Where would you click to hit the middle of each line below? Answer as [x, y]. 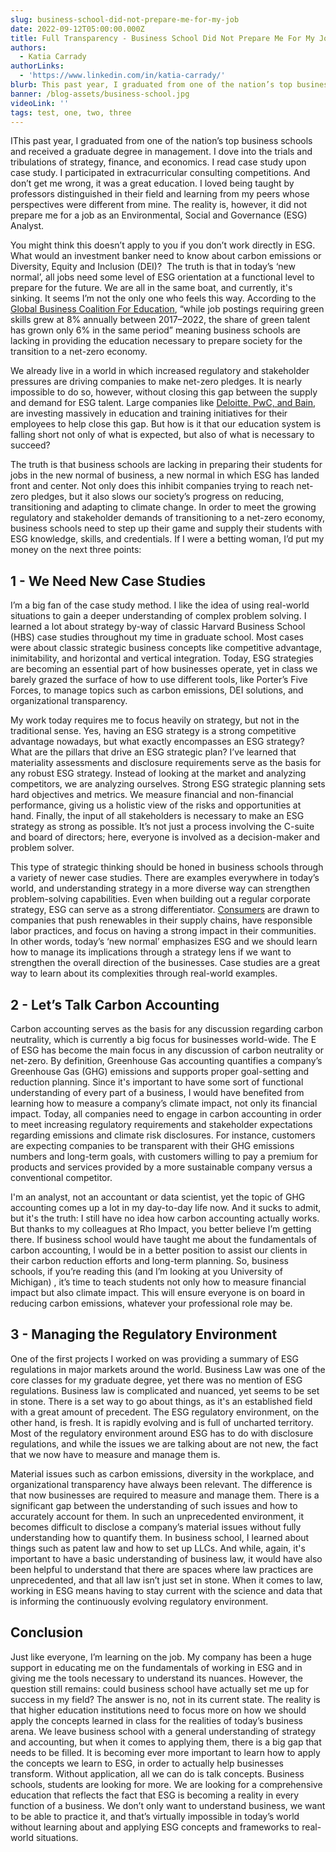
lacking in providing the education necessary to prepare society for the [156, 341]
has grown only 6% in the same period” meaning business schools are [155, 330]
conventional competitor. [61, 1177]
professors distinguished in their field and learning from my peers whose [160, 194]
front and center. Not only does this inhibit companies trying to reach [152, 486]
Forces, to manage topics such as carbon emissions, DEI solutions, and [157, 690]
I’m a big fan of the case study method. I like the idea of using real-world [160, 605]
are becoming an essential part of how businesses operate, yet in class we [164, 669]
